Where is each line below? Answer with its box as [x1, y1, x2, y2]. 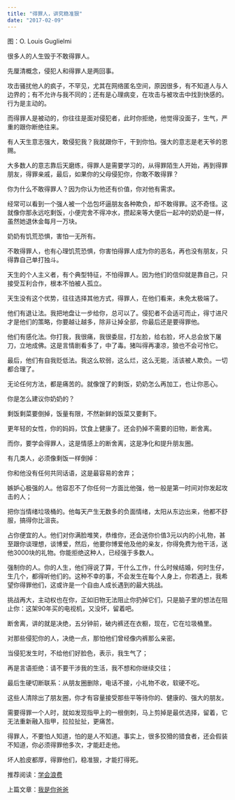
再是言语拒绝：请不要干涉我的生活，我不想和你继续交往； [7, 664, 173, 672]
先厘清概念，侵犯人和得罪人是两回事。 [7, 66, 117, 75]
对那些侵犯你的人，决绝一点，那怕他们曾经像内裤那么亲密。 [7, 634, 179, 642]
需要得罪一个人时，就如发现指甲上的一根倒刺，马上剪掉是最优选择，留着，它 [7, 708, 228, 717]
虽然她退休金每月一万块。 [7, 217, 81, 225]
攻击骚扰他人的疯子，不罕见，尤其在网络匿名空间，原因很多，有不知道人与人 [7, 81, 228, 90]
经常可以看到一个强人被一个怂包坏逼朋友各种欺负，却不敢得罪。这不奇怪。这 [7, 199, 228, 208]
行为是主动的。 [7, 99, 50, 107]
